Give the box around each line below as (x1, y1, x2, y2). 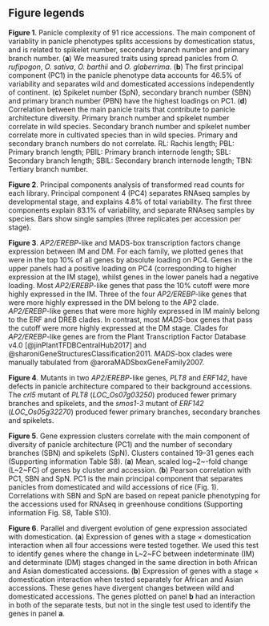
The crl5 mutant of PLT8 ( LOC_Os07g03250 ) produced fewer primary (8, 389, 238, 400)
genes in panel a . (8, 608, 66, 618)
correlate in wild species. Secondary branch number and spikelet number (8, 121, 251, 131)
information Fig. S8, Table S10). (8, 507, 112, 517)
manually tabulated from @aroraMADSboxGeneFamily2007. (8, 357, 205, 367)
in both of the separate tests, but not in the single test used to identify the (8, 600, 251, 609)
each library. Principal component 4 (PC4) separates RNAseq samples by (8, 188, 251, 197)
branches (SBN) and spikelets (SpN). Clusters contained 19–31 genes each (8, 448, 255, 457)
